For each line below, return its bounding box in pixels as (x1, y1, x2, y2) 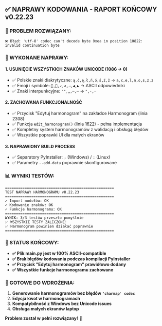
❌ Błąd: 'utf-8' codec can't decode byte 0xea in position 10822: (5, 38, 143, 43)
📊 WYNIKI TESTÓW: (5, 173, 55, 179)
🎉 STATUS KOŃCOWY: (5, 239, 59, 246)
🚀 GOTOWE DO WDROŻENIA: (5, 279, 75, 286)
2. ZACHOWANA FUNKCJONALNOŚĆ (5, 99, 83, 105)
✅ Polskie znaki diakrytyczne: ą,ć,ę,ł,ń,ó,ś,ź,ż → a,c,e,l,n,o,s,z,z (12, 77, 154, 83)
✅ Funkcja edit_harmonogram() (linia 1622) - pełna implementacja (12, 121, 142, 127)
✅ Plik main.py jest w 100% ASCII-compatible (12, 250, 107, 256)
